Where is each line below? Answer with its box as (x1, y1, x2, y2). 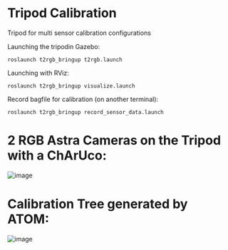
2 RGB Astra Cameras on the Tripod (7, 132, 222, 149)
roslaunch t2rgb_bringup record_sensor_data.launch (7, 108, 164, 115)
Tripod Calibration (7, 5, 117, 21)
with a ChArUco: (7, 147, 107, 164)
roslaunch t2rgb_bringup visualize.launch (7, 82, 135, 90)
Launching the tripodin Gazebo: (7, 42, 100, 51)
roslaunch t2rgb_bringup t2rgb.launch (7, 56, 123, 63)
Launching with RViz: (7, 68, 70, 77)
